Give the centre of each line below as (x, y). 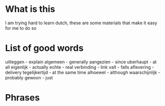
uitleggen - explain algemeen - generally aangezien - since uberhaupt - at (81, 62)
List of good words (44, 48)
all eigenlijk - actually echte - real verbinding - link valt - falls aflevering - (80, 67)
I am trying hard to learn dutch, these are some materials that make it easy (81, 23)
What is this (30, 9)
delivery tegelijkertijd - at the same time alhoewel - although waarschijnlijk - (83, 72)
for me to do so (21, 28)
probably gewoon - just (29, 77)
